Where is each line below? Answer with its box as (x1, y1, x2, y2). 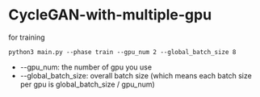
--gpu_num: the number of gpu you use (19, 62, 152, 72)
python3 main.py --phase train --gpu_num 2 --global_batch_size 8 (8, 48, 237, 56)
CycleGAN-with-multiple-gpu (8, 6, 212, 24)
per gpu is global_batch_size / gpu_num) (19, 79, 155, 89)
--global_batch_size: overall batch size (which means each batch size (19, 70, 252, 80)
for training (8, 32, 45, 42)
